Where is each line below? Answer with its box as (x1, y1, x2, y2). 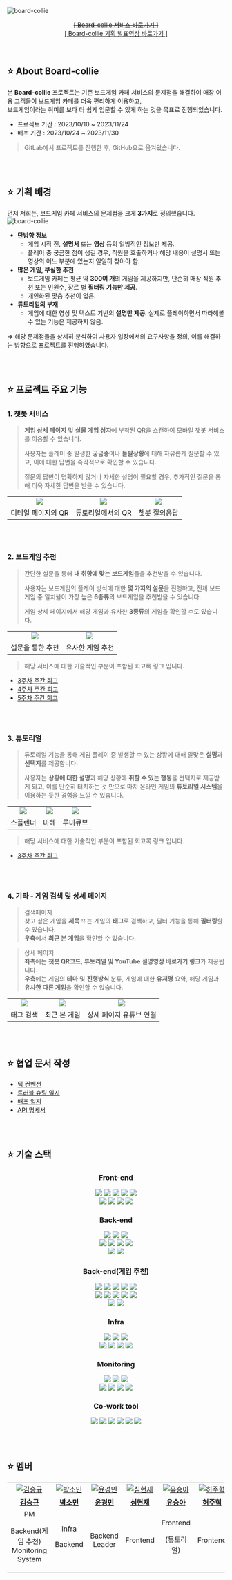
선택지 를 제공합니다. (23, 759, 78, 767)
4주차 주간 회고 (17, 685, 59, 693)
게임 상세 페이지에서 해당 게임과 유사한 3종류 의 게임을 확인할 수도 (23, 607, 200, 615)
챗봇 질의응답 (138, 508, 179, 518)
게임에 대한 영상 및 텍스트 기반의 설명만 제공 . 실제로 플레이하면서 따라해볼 (27, 308, 224, 317)
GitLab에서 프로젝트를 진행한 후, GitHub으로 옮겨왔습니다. (23, 143, 181, 151)
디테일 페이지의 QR (10, 508, 69, 518)
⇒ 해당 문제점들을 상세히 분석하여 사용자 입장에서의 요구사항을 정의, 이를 (7, 332, 203, 340)
